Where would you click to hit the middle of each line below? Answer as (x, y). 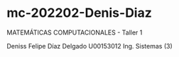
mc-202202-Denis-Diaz (79, 13)
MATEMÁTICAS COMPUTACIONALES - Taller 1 (75, 32)
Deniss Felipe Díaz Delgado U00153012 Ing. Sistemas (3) (90, 46)
